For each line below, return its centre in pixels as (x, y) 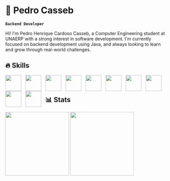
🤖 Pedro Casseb (39, 10)
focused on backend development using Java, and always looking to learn (83, 44)
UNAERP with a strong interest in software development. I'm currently (78, 39)
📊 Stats (58, 100)
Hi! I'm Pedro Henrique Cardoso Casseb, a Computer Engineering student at (85, 33)
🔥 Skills (17, 66)
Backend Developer (25, 24)
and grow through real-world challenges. (48, 49)
